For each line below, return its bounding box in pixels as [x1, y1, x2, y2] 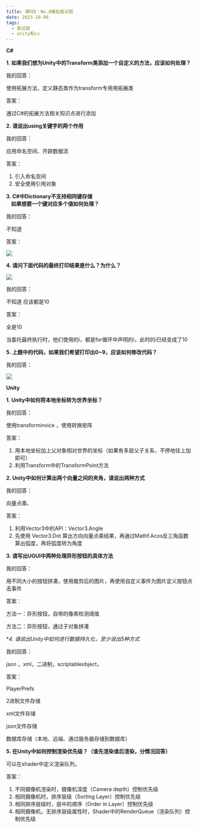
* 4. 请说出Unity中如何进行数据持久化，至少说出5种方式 [6, 636, 140, 643]
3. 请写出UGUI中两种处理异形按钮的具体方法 [6, 553, 113, 560]
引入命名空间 [14, 173, 46, 180]
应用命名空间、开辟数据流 [6, 148, 69, 155]
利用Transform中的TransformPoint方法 [14, 462, 109, 469]
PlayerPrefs [6, 685, 34, 692]
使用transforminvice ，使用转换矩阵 [6, 422, 93, 429]
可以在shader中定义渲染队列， [6, 760, 80, 767]
